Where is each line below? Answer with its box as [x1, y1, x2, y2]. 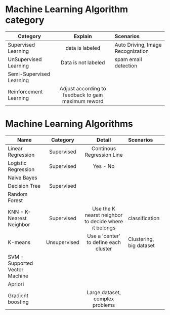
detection [114, 62, 138, 69]
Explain [73, 32, 92, 40]
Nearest [8, 215, 27, 222]
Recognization [114, 47, 149, 54]
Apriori [8, 281, 24, 288]
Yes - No [93, 162, 115, 169]
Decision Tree [8, 182, 41, 189]
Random [8, 190, 28, 197]
